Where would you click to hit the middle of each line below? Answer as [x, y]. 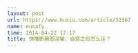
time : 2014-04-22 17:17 [41, 33]
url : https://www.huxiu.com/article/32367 [69, 20]
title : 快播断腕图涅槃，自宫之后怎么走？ [59, 39]
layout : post [26, 13]
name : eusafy [26, 26]
